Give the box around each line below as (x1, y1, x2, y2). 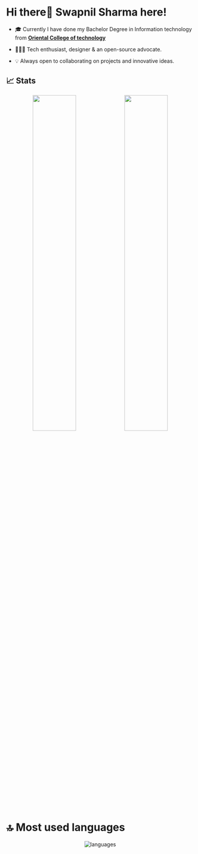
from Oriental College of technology (14, 34, 106, 41)
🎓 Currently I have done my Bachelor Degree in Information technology (14, 25, 192, 32)
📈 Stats (6, 76, 36, 86)
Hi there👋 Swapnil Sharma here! (6, 5, 167, 19)
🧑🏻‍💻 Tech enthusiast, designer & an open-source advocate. (14, 45, 162, 53)
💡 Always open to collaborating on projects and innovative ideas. (14, 57, 175, 65)
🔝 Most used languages (6, 821, 125, 834)
